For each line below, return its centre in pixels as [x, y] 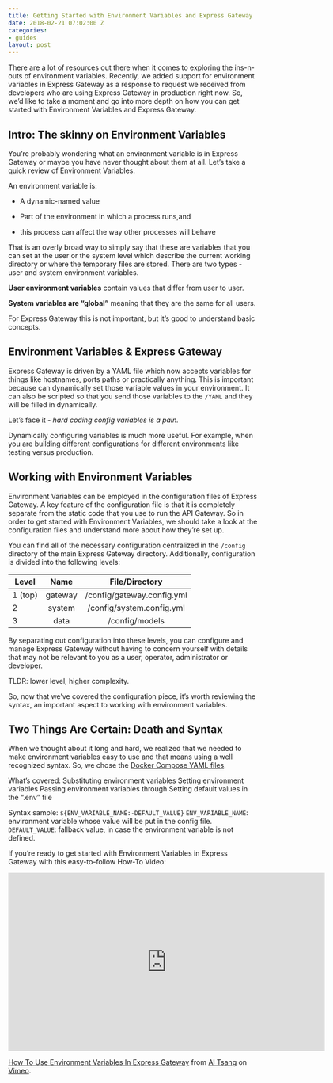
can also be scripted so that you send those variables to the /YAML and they [131, 396]
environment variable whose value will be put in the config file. [110, 822]
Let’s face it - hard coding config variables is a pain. [94, 420]
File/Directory [136, 582]
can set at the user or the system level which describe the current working [129, 255]
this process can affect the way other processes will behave [117, 231]
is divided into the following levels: [64, 562]
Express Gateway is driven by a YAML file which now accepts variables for [130, 371]
